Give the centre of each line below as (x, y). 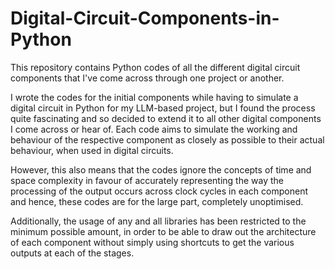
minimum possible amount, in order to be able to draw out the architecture (163, 231)
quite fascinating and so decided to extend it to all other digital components (166, 118)
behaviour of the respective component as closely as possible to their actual (167, 139)
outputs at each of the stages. (72, 253)
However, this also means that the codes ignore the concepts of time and (161, 169)
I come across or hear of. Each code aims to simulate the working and (154, 129)
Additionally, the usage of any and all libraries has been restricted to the (158, 221)
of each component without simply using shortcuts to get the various (152, 242)
